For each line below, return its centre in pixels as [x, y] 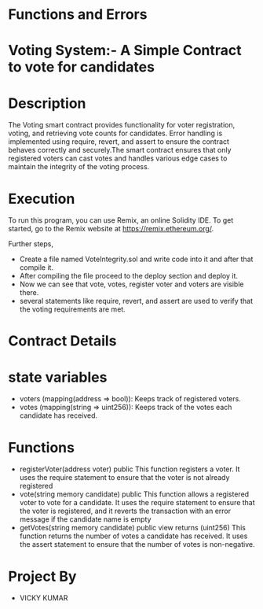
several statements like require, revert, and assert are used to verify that [136, 301]
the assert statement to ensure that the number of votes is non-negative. [137, 544]
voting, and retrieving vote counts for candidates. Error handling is [115, 133]
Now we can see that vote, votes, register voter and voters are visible [131, 284]
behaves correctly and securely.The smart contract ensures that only [120, 150]
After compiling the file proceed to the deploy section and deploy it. [128, 276]
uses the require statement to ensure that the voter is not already [124, 478]
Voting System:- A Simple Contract [125, 51]
